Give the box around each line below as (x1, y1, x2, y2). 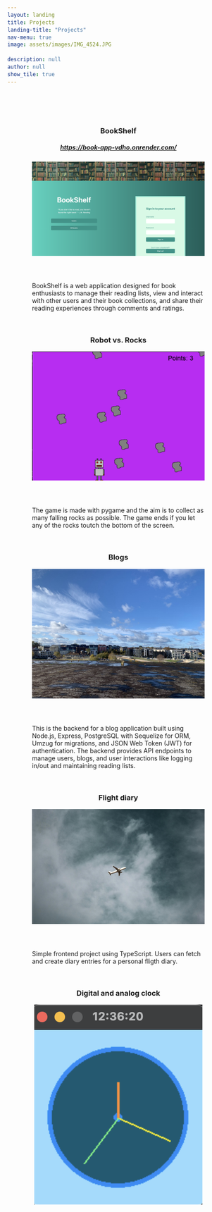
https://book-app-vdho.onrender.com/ (59, 143, 177, 151)
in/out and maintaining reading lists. (32, 761, 136, 769)
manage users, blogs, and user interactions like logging (32, 754, 193, 762)
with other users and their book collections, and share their (32, 296, 204, 304)
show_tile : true (7, 70, 55, 78)
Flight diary (98, 793, 139, 803)
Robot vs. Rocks (90, 335, 146, 345)
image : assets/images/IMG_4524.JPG (7, 41, 112, 49)
